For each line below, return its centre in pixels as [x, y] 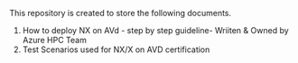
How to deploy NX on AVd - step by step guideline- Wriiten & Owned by [155, 30]
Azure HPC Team [55, 40]
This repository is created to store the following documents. [121, 13]
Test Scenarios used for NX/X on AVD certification [116, 49]
